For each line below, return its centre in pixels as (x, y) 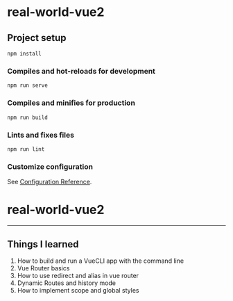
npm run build (28, 117)
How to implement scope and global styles (78, 290)
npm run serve (28, 86)
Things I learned (43, 244)
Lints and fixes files (41, 135)
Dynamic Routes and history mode (67, 283)
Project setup (37, 38)
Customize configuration (50, 166)
